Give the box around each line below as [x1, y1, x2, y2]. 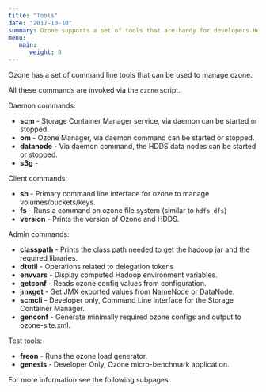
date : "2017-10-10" [8, 19, 73, 27]
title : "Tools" [8, 11, 59, 20]
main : [18, 41, 37, 49]
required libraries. [19, 253, 78, 262]
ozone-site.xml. [19, 321, 71, 329]
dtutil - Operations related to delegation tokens [19, 262, 174, 271]
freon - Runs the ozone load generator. [19, 352, 148, 360]
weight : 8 [28, 48, 62, 56]
